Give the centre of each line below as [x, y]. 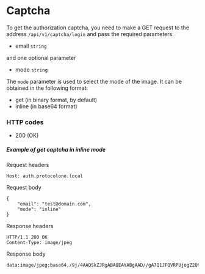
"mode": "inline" [39, 209]
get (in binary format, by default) [56, 100]
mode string [31, 69]
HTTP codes [25, 122]
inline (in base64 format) [46, 106]
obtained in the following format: [47, 88]
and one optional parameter [41, 57]
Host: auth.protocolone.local [45, 176]
